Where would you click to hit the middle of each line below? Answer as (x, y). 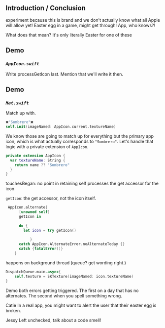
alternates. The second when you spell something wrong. (64, 295)
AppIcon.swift (22, 64)
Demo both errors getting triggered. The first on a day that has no (72, 290)
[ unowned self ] (34, 212)
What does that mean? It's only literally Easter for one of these (69, 35)
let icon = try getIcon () (50, 230)
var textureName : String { (38, 160)
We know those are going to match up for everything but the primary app (80, 136)
